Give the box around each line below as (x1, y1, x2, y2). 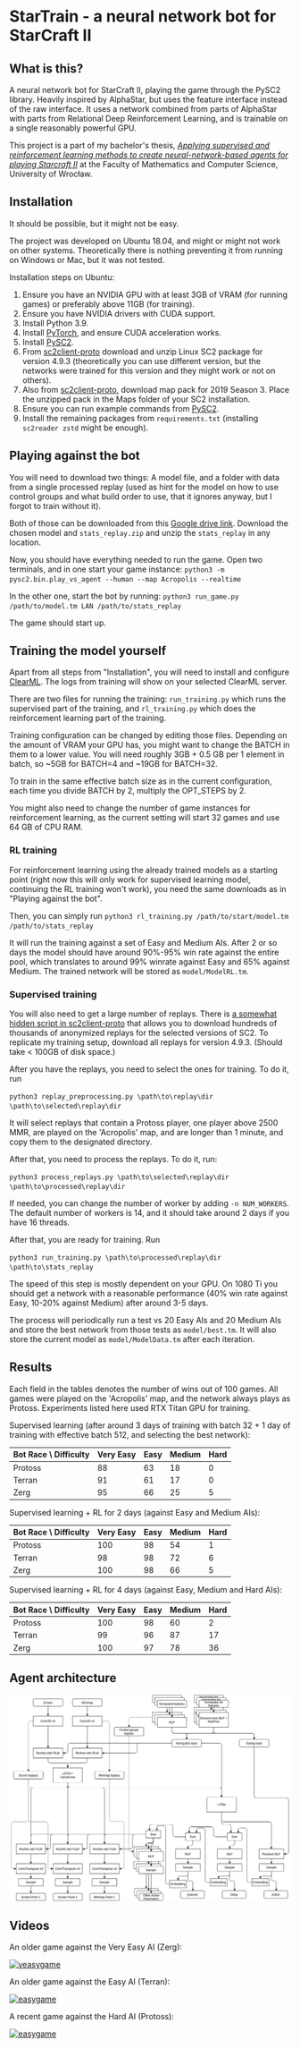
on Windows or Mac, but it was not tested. (9, 254, 165, 265)
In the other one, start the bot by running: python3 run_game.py (9, 591, 239, 601)
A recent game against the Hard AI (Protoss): (9, 2011, 174, 2022)
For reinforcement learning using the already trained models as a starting (9, 864, 279, 875)
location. (9, 537, 42, 548)
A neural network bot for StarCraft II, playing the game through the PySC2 (9, 85, 281, 95)
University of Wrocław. (9, 168, 93, 179)
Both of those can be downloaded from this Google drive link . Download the (9, 517, 288, 529)
